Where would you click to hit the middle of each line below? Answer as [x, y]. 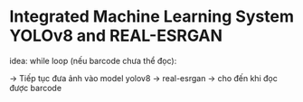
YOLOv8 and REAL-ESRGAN [116, 36]
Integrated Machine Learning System [151, 17]
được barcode [35, 88]
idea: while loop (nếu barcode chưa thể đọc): [93, 60]
